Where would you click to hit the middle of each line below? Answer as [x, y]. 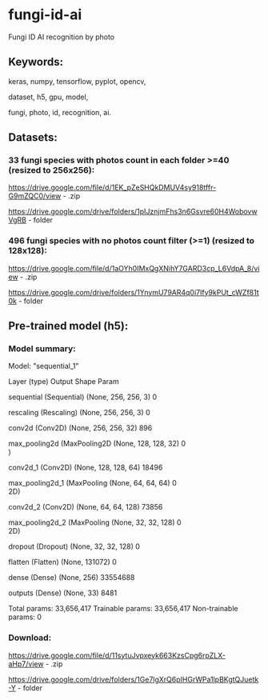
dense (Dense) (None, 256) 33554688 [72, 578]
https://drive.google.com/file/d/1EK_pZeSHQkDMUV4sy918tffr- [112, 188]
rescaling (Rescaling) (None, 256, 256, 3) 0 [79, 413]
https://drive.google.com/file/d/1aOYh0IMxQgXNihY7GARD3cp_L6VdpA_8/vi [134, 268]
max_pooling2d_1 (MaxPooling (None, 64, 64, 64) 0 [93, 483]
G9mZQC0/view [35, 196]
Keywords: [36, 62]
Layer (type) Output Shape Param [64, 382]
